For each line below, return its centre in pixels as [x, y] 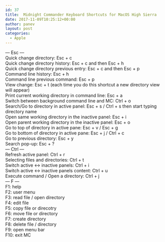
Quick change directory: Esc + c [39, 58]
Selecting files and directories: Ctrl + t [45, 160]
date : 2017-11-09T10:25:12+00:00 [40, 19]
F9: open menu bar [25, 229]
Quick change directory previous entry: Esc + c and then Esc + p [72, 68]
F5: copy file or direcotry [31, 208]
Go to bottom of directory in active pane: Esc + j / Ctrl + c [65, 133]
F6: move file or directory [32, 213]
